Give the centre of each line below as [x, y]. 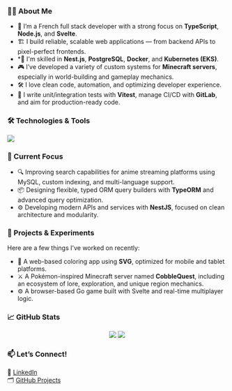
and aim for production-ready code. [69, 102]
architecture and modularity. [58, 214]
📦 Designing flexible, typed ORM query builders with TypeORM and [115, 190]
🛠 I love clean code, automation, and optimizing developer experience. [119, 85]
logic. [25, 299]
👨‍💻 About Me [30, 11]
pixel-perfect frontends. [52, 52]
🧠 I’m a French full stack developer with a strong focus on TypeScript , [118, 27]
